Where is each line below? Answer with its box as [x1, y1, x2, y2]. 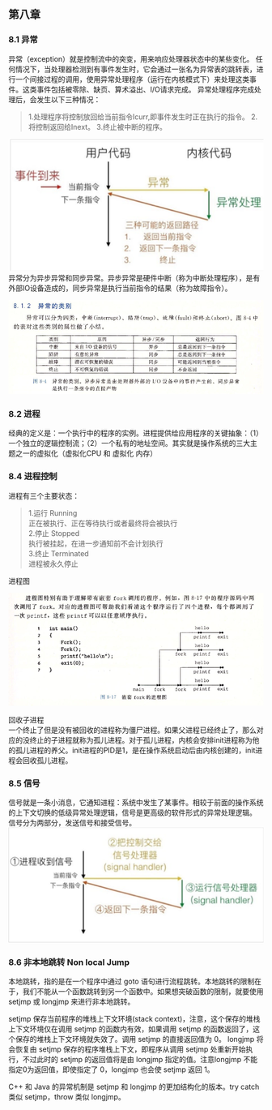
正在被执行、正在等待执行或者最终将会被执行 [28, 518, 178, 528]
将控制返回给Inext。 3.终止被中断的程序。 [28, 122, 168, 131]
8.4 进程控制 [8, 471, 58, 482]
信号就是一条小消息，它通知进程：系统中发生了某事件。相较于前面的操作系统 [8, 798, 264, 808]
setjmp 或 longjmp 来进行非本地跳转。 [8, 996, 135, 1007]
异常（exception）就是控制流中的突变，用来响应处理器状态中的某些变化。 [8, 54, 254, 63]
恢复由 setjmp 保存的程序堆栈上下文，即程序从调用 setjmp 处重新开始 [15, 1044, 246, 1054]
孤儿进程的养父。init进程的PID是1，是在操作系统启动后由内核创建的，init [15, 745, 256, 755]
